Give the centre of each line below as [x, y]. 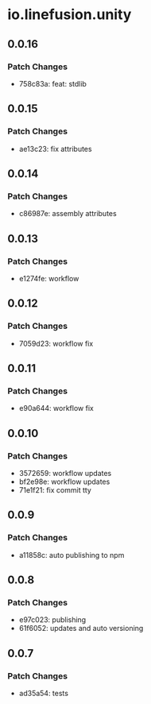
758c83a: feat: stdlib [52, 83]
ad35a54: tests [44, 694]
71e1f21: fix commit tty [55, 490]
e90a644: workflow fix [56, 408]
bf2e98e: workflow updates [64, 482]
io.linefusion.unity [70, 15]
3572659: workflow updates [65, 473]
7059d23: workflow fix [56, 343]
